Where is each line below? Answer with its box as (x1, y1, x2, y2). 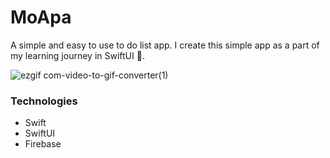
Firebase (24, 138, 62, 150)
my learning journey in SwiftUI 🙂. (10, 49, 145, 61)
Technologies (10, 94, 78, 108)
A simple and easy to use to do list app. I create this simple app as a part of (10, 39, 320, 51)
